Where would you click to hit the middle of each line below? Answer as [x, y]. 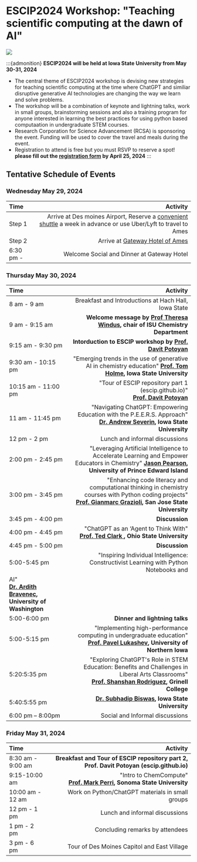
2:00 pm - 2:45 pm [36, 459]
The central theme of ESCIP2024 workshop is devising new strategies [99, 81]
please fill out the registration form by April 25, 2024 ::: [83, 156]
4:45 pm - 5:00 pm [36, 545]
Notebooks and [167, 569]
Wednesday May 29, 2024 [45, 191]
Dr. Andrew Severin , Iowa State [143, 422]
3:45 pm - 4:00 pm [36, 519]
